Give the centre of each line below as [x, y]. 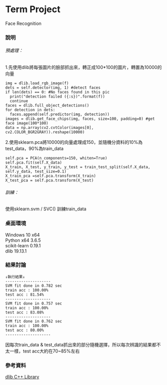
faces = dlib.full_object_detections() [47, 106]
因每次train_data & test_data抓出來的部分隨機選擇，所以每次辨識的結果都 [81, 344]
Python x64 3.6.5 [23, 240]
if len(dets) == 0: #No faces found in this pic [57, 92]
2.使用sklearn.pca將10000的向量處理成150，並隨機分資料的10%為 [74, 142]
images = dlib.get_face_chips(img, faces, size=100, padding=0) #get [80, 119]
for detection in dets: [30, 110]
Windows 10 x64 [23, 235]
